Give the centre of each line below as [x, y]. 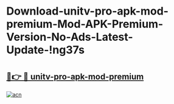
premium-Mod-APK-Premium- [85, 24]
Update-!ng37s [46, 50]
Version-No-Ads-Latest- [70, 37]
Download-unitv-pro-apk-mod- [88, 11]
